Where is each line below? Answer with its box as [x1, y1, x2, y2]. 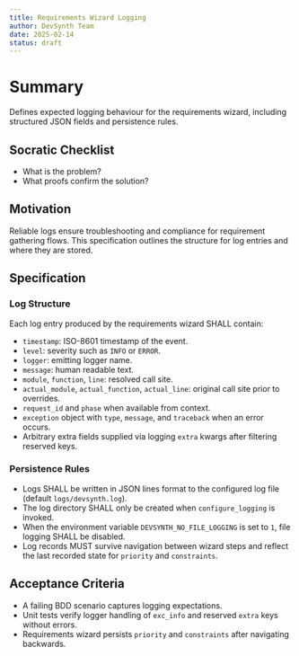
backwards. [22, 638, 66, 649]
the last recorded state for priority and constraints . [22, 550, 218, 561]
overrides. [22, 393, 61, 403]
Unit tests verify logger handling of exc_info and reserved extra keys [22, 609, 278, 620]
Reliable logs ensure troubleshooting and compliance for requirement [9, 226, 266, 236]
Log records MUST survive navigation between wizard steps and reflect [22, 540, 289, 551]
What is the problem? [22, 166, 101, 176]
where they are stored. [9, 244, 93, 255]
